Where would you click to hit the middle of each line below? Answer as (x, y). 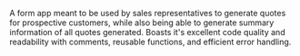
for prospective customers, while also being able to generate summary (142, 23)
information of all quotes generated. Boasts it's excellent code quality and (147, 32)
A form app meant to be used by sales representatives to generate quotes (148, 13)
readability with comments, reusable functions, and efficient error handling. (150, 42)
